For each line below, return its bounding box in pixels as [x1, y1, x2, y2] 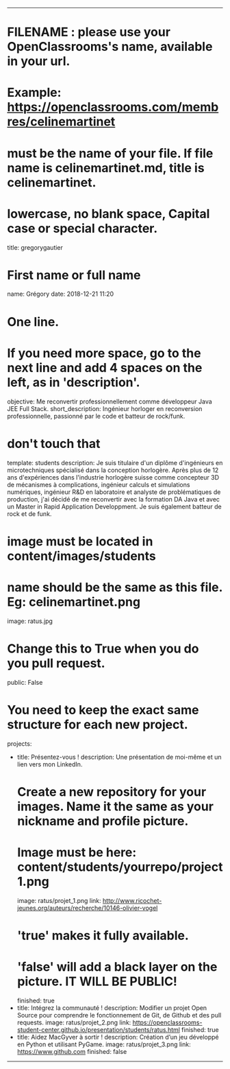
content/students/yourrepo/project [16, 859, 224, 875]
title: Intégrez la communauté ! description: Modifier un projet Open [16, 1003, 207, 1012]
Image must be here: [16, 845, 137, 860]
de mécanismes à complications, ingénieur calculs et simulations [7, 480, 190, 489]
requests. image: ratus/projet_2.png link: [16, 1018, 131, 1026]
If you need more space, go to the [7, 345, 201, 361]
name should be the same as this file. [7, 579, 222, 595]
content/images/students [7, 548, 156, 563]
